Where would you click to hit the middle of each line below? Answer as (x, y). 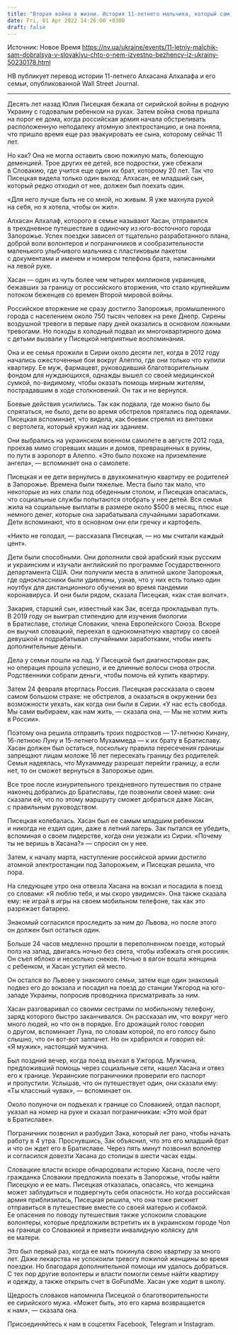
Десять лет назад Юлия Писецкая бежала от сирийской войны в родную (118, 104)
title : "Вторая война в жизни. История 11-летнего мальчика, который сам (119, 14)
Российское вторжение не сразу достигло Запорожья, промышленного (116, 309)
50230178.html (29, 62)
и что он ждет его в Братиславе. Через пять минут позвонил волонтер (114, 1148)
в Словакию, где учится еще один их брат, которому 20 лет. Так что (110, 170)
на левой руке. (30, 266)
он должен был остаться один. (54, 930)
